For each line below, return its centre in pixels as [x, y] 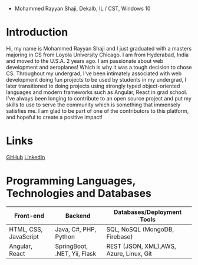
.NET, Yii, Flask [76, 253]
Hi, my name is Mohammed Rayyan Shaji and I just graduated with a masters [99, 48]
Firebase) [120, 236]
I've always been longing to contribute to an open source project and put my [99, 98]
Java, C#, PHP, [76, 229]
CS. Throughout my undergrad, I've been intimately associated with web [94, 73]
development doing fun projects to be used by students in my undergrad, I [96, 79]
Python [65, 236]
